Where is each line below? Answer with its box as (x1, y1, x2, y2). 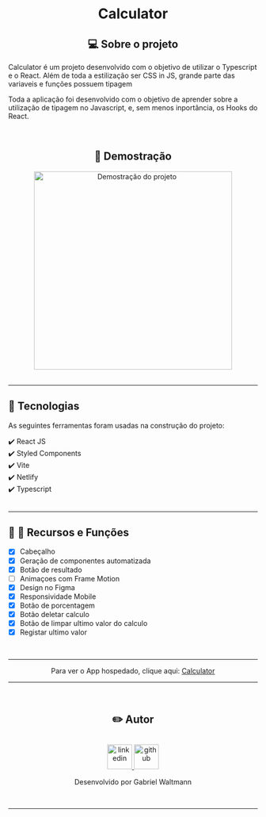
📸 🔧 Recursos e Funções (8, 526, 129, 539)
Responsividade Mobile (19, 592, 97, 601)
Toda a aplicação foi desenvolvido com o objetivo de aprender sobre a (8, 94, 238, 104)
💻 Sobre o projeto (87, 37, 179, 51)
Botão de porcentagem (19, 600, 95, 610)
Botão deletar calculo (19, 609, 89, 619)
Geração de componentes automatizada (19, 556, 151, 566)
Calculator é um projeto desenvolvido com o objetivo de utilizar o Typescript (8, 63, 257, 71)
